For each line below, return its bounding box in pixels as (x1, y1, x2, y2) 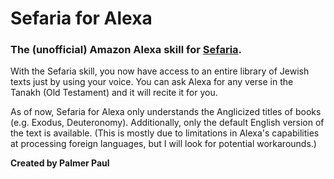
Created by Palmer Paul (10, 157, 110, 169)
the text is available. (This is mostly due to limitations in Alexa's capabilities (10, 127, 320, 139)
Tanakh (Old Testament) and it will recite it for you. (10, 87, 218, 99)
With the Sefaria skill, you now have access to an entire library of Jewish (10, 65, 310, 77)
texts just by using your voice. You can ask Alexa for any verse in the (10, 76, 294, 88)
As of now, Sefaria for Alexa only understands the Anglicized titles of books (10, 106, 322, 118)
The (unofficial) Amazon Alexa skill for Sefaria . (10, 43, 243, 57)
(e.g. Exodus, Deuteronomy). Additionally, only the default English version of (10, 117, 325, 129)
